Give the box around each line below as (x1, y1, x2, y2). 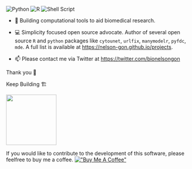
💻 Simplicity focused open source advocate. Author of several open (14, 29, 181, 35)
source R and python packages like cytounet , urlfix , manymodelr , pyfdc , (14, 37, 186, 44)
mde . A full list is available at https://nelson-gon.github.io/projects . (14, 44, 173, 50)
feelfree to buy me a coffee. (6, 156, 73, 163)
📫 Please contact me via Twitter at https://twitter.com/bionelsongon (14, 55, 180, 62)
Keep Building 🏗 (6, 81, 47, 88)
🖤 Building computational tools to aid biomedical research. (14, 17, 156, 24)
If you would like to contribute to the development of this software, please (6, 150, 185, 157)
